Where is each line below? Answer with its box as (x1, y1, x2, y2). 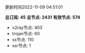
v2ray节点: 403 (12, 25, 42, 30)
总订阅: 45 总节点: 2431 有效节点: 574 (5, 14, 81, 20)
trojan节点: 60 (12, 31, 40, 36)
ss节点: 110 (12, 37, 34, 42)
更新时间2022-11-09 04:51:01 (5, 4, 63, 10)
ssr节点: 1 (12, 43, 31, 48)
